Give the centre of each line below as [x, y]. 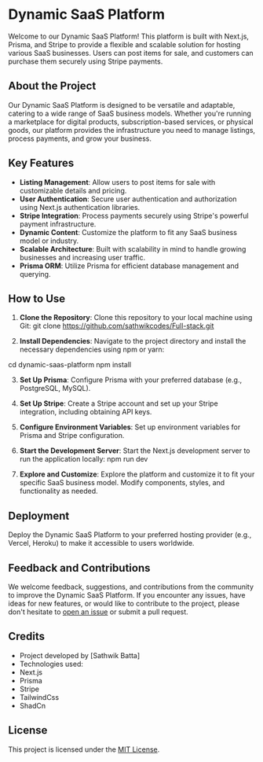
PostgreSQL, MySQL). [55, 388]
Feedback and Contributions [79, 568]
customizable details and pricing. [73, 190]
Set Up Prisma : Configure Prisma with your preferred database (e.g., [130, 380]
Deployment [39, 515]
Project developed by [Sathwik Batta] [80, 655]
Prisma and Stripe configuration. [72, 436]
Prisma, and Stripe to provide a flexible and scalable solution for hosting [124, 44]
